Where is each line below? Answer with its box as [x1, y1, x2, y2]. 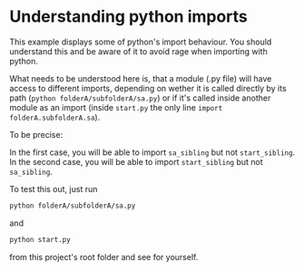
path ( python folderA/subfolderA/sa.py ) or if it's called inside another [9, 92, 271, 103]
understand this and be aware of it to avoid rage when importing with [9, 45, 268, 56]
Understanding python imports [9, 6, 248, 27]
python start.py [9, 235, 71, 244]
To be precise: [9, 129, 64, 140]
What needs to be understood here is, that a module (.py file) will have [9, 73, 272, 83]
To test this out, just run [9, 183, 98, 194]
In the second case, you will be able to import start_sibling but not [9, 156, 263, 167]
